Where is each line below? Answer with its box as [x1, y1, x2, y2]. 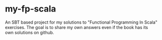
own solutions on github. [5, 29, 54, 35]
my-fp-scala [5, 3, 57, 14]
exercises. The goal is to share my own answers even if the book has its [5, 24, 148, 30]
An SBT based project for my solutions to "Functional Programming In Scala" [5, 19, 158, 25]
